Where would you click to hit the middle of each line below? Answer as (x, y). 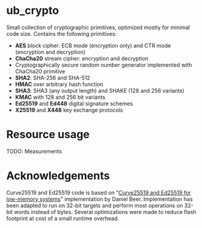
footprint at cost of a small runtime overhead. (63, 218)
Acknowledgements (58, 176)
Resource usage (48, 135)
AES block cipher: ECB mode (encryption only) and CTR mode (93, 45)
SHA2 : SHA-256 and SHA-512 (52, 78)
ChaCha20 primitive (40, 71)
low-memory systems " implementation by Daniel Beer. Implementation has (99, 199)
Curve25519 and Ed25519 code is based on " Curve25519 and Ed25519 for (99, 192)
